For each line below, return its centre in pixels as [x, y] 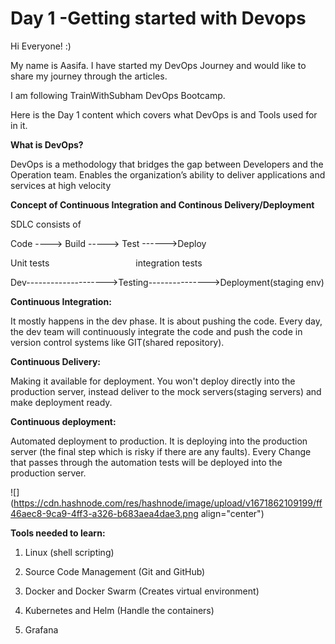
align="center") [232, 513]
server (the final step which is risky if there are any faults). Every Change [161, 451]
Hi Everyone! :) [41, 46]
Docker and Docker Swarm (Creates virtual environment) [142, 591]
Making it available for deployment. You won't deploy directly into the [153, 381]
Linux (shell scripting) [69, 552]
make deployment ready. [61, 402]
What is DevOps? [47, 144]
